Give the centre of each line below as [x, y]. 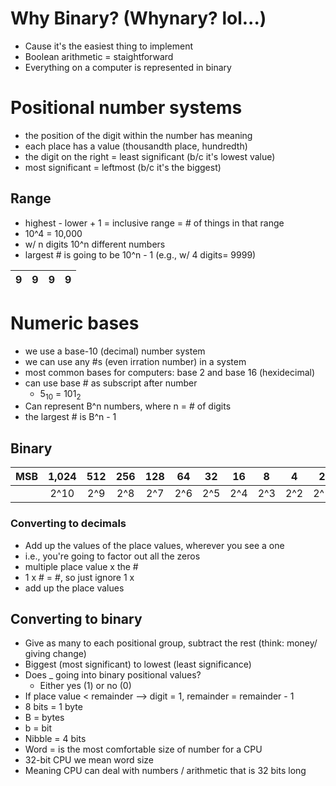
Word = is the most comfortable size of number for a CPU [143, 749]
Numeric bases [75, 323]
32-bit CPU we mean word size [89, 760]
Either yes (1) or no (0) [85, 686]
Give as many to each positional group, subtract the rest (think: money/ [171, 643]
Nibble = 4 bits [55, 739]
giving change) [55, 654]
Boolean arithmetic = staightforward [99, 56]
